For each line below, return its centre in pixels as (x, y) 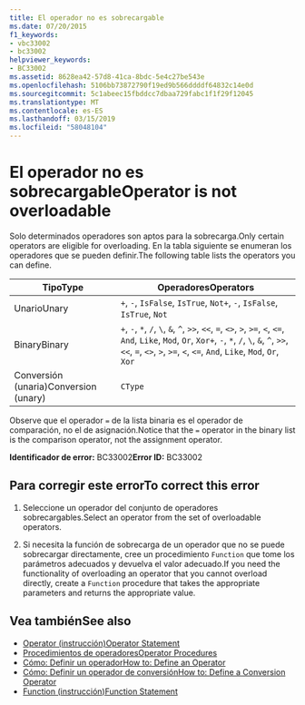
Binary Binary (42, 344)
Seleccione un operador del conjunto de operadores (120, 507)
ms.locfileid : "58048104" (58, 128)
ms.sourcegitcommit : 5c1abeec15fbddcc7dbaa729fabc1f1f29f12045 (132, 93)
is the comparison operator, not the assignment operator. (116, 439)
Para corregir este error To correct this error (135, 486)
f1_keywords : (34, 34)
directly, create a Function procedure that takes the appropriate (141, 583)
